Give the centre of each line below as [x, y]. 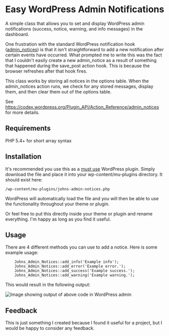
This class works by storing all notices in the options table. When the [77, 81]
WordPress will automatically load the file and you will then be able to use [82, 198]
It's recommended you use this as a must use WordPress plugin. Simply [80, 169]
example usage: [22, 253]
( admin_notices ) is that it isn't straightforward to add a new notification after [84, 49]
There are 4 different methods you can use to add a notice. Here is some [81, 247]
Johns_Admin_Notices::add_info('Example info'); [67, 262]
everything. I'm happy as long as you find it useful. [58, 219]
